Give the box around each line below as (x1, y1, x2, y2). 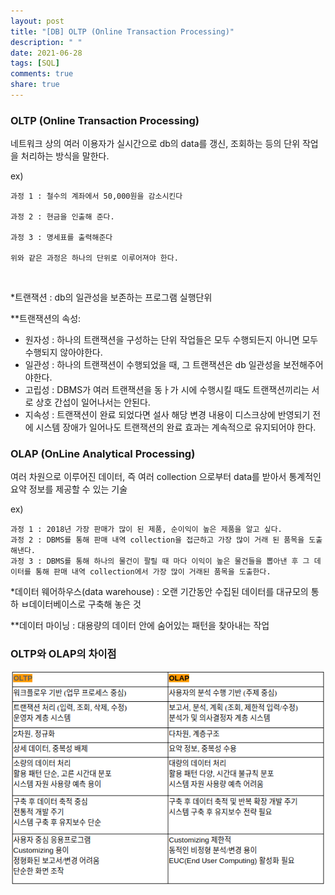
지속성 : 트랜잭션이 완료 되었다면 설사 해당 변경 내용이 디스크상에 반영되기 (24, 409, 311, 421)
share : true (10, 80, 60, 90)
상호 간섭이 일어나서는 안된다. (35, 396, 151, 409)
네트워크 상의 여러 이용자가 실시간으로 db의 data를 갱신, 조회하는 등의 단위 (10, 138, 301, 150)
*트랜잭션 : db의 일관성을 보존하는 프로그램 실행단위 (10, 291, 213, 304)
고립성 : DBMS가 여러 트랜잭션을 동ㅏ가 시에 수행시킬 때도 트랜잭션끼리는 (24, 384, 310, 396)
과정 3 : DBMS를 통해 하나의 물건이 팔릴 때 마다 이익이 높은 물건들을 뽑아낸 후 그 (10, 556, 310, 567)
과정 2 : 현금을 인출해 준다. (10, 212, 115, 222)
